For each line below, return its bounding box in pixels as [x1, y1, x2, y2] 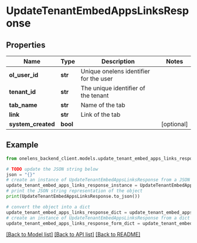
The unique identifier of [80, 84, 145, 92]
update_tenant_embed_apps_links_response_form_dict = [6, 220, 141, 227]
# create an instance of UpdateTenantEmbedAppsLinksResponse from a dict [6, 215, 191, 221]
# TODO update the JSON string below [6, 166, 98, 172]
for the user [80, 75, 113, 83]
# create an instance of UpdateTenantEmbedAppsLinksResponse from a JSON [6, 177, 191, 183]
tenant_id [9, 88, 36, 96]
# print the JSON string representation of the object [6, 188, 143, 194]
